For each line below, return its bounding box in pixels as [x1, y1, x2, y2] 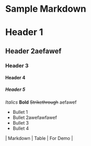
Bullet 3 [12, 120, 29, 126]
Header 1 [5, 27, 43, 38]
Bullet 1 [12, 109, 28, 115]
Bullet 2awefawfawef [12, 114, 57, 120]
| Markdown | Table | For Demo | [5, 135, 73, 141]
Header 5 [5, 86, 25, 92]
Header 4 [5, 75, 25, 81]
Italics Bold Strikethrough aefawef [5, 99, 77, 105]
